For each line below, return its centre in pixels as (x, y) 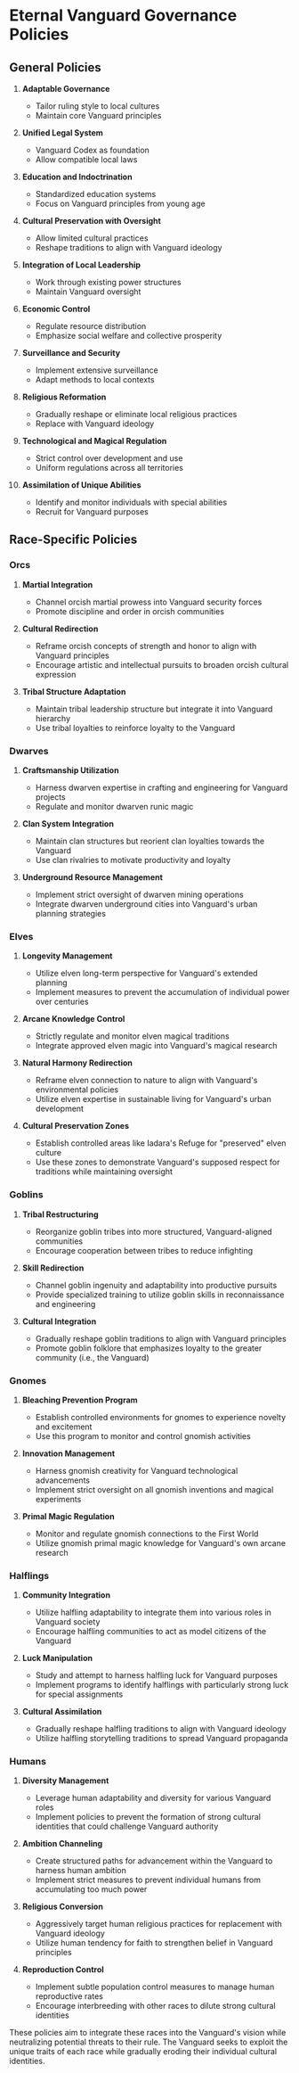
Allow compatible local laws (86, 160)
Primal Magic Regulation (68, 1516)
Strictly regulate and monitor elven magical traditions (132, 1036)
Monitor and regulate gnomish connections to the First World (147, 1534)
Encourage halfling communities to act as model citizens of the (151, 1632)
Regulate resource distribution (91, 326)
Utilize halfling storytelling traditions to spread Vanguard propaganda (162, 1739)
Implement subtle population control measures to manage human (155, 1987)
